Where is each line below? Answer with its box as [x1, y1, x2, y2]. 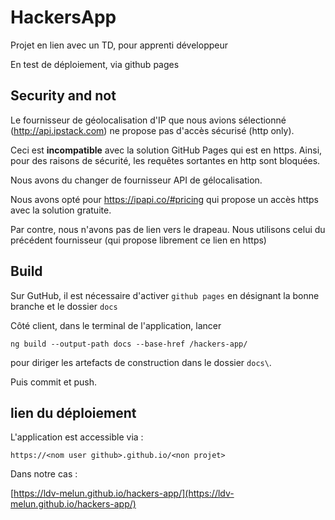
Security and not [10, 87, 117, 105]
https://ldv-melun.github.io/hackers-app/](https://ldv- [13, 487, 235, 500]
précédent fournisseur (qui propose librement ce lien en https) [10, 234, 267, 246]
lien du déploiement [10, 404, 137, 421]
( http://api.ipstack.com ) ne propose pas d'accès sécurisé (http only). [10, 124, 295, 136]
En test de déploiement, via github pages [10, 58, 180, 70]
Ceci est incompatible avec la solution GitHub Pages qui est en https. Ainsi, [10, 144, 323, 156]
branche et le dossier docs [10, 300, 118, 312]
